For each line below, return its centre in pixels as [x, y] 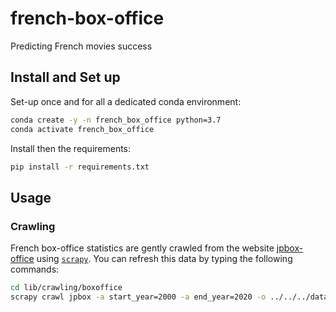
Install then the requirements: [71, 148]
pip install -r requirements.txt [80, 167]
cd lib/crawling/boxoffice [66, 288]
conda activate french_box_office [82, 129]
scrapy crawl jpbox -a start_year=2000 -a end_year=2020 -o [138, 297]
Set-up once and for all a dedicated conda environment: [126, 101]
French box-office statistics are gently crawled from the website [142, 248]
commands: [35, 269]
